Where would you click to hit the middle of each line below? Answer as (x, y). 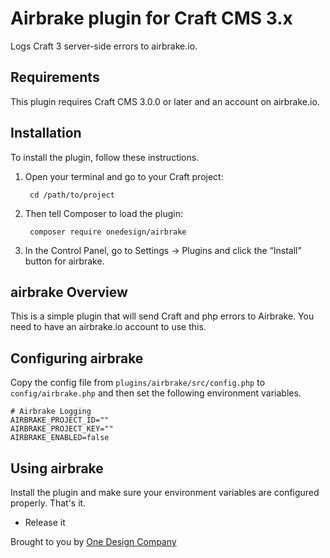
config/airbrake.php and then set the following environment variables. (156, 393)
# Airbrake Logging (51, 412)
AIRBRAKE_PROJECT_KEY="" (62, 429)
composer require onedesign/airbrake (108, 232)
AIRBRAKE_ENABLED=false (60, 438)
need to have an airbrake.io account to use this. (108, 327)
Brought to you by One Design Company (93, 541)
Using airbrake (57, 468)
